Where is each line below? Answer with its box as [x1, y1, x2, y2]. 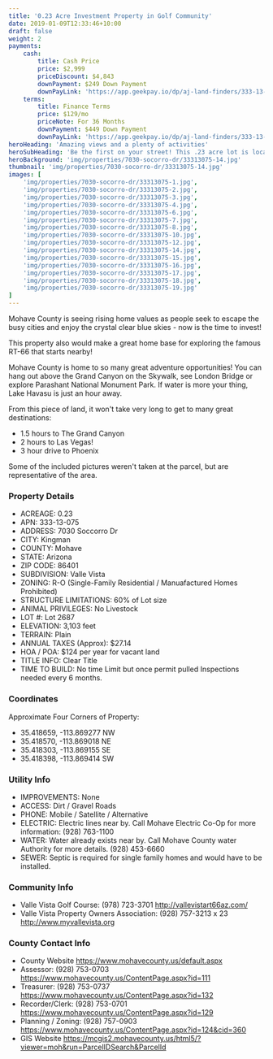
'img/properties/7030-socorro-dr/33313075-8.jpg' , [23, 224, 198, 232]
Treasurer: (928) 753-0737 [19, 982, 110, 992]
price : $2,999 [37, 65, 85, 73]
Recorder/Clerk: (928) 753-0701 [19, 999, 128, 1009]
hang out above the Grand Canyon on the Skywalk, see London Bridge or [8, 371, 253, 380]
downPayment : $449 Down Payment [37, 125, 148, 133]
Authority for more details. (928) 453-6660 [19, 844, 165, 853]
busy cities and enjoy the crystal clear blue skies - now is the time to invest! [8, 323, 262, 332]
